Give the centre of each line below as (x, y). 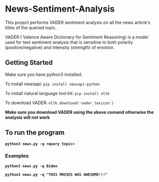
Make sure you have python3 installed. (44, 74)
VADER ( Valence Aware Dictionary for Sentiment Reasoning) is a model (77, 37)
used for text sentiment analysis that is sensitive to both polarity (69, 42)
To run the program (35, 133)
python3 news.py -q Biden (31, 166)
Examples (17, 156)
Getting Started (29, 63)
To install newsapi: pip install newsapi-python (53, 84)
